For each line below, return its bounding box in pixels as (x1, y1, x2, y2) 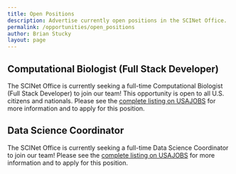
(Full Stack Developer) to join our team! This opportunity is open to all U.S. (7, 89, 225, 98)
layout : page (7, 37, 46, 44)
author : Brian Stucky (7, 30, 72, 37)
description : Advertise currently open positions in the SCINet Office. (7, 17, 227, 24)
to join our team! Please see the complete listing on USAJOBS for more (7, 151, 215, 159)
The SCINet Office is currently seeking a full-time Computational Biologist (7, 81, 223, 90)
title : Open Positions (7, 10, 75, 18)
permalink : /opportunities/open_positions (7, 23, 135, 30)
